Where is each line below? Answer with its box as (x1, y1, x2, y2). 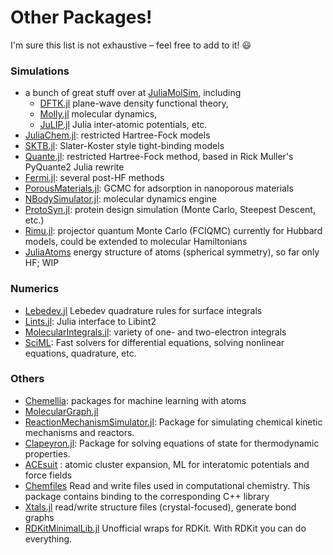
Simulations (10, 64, 70, 78)
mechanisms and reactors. (24, 426, 135, 438)
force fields (24, 469, 73, 481)
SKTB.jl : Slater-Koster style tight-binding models (24, 140, 225, 152)
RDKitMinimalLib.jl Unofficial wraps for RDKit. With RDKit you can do (24, 522, 307, 534)
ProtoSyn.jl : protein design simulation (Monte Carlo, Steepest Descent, (24, 204, 316, 216)
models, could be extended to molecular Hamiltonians (24, 236, 248, 248)
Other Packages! (10, 6, 153, 29)
